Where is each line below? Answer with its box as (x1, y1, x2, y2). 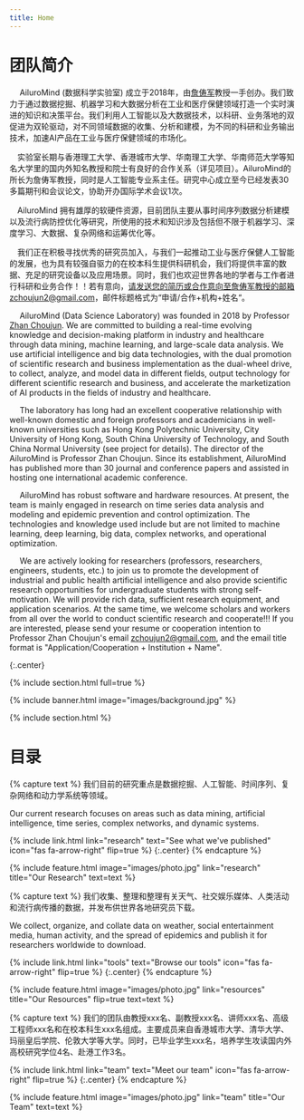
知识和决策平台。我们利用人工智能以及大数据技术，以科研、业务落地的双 (24, 110, 295, 121)
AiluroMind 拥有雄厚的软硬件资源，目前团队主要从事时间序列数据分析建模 (17, 205, 290, 216)
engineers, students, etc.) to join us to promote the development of (9, 565, 260, 575)
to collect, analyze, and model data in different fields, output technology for (9, 368, 290, 379)
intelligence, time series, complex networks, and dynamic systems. (9, 817, 260, 828)
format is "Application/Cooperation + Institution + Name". (9, 642, 223, 652)
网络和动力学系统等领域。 (16, 789, 113, 800)
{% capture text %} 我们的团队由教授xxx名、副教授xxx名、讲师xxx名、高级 (9, 1012, 290, 1023)
